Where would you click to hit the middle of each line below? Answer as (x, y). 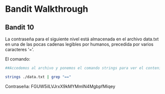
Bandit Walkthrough (47, 9)
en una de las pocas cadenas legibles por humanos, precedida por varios (79, 44)
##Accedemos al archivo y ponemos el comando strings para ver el (74, 68)
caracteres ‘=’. (20, 49)
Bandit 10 (20, 27)
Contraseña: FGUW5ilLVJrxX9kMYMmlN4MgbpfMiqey (60, 86)
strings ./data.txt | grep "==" (38, 77)
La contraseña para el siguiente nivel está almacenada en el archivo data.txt (82, 39)
